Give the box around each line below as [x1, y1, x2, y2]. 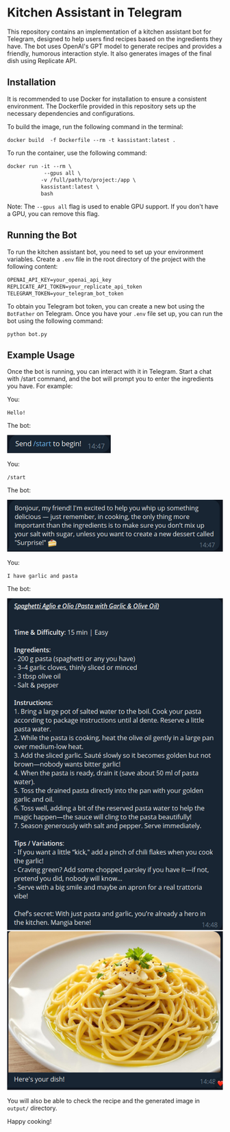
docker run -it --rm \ [7, 162, 72, 169]
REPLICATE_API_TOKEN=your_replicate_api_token [7, 283, 142, 290]
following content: [7, 262, 58, 270]
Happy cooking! [7, 1117, 52, 1125]
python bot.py [7, 330, 48, 337]
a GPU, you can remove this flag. [7, 209, 100, 217]
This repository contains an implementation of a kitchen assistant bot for [7, 27, 212, 36]
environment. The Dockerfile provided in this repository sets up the [7, 101, 196, 110]
